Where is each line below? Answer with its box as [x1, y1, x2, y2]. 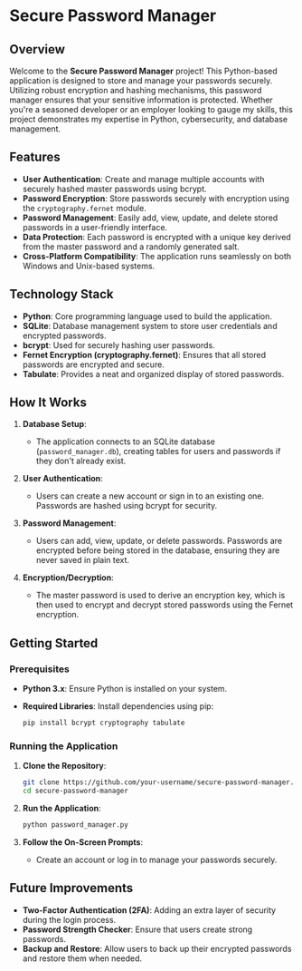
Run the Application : [22, 803, 101, 814]
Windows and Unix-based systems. [22, 260, 156, 271]
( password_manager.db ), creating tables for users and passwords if [35, 446, 281, 457]
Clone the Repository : [22, 761, 107, 772]
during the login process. [22, 914, 117, 925]
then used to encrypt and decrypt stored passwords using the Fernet [35, 599, 294, 610]
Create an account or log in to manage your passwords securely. [35, 854, 278, 865]
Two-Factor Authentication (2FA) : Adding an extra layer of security [22, 904, 277, 916]
